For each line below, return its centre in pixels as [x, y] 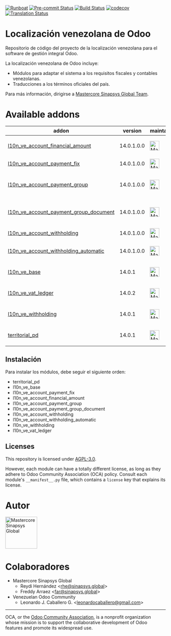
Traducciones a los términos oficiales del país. [61, 84]
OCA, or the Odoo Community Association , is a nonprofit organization [78, 617]
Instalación [23, 360]
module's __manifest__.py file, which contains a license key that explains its [85, 479]
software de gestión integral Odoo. [42, 53]
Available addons [42, 115]
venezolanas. [26, 79]
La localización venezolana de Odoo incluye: [52, 63]
